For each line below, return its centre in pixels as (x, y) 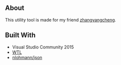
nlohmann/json (27, 57)
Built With (20, 35)
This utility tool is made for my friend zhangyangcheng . (60, 20)
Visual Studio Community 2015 (43, 47)
